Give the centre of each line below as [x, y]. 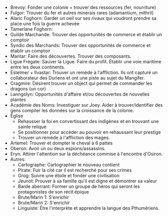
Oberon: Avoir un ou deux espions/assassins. [58, 148]
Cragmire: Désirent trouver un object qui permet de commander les [81, 83]
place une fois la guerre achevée [45, 23]
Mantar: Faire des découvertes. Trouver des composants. [71, 56]
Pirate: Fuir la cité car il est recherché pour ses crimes [75, 170]
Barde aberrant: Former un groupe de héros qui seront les [79, 186]
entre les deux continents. [38, 67]
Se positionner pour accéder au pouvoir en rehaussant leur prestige [89, 132]
